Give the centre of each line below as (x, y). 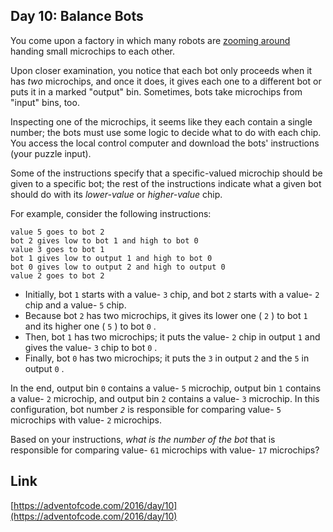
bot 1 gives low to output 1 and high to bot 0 (111, 258)
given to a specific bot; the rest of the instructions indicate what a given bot (166, 183)
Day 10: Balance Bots (77, 16)
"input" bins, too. (45, 102)
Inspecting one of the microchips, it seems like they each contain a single (161, 121)
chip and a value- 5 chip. (75, 305)
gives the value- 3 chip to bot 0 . (91, 347)
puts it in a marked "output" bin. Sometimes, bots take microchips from (156, 91)
